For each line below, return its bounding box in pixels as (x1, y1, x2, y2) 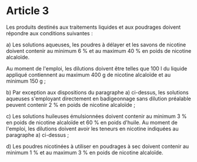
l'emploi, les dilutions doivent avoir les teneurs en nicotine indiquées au (6, 125, 179, 132)
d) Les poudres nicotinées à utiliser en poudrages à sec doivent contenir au (6, 143, 189, 150)
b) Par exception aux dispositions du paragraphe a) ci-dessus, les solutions (6, 89, 189, 96)
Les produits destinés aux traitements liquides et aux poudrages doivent (6, 23, 181, 31)
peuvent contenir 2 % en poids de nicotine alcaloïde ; (6, 101, 135, 108)
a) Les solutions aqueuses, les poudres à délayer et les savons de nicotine (6, 41, 186, 48)
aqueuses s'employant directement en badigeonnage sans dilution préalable (6, 95, 191, 102)
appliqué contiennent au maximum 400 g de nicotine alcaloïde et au (6, 71, 171, 78)
